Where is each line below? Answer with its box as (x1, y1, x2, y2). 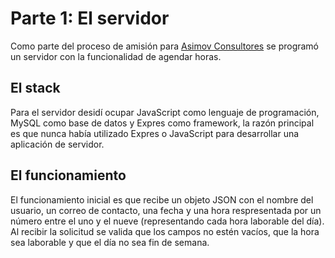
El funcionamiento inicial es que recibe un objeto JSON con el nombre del (10, 193, 314, 206)
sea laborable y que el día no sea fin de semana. (10, 236, 210, 248)
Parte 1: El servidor (10, 7, 170, 30)
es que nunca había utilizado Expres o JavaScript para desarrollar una (10, 127, 300, 139)
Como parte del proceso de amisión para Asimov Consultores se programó (10, 40, 320, 52)
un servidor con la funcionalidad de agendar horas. (10, 50, 222, 62)
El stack (10, 80, 61, 97)
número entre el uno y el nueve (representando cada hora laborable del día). (10, 215, 325, 227)
